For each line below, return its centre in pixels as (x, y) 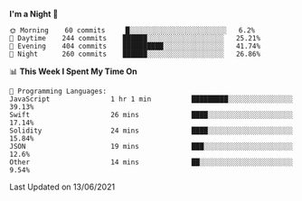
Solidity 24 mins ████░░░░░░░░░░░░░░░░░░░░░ (151, 131)
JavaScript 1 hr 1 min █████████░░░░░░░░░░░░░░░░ (151, 99)
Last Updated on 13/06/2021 (62, 187)
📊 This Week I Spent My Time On (73, 71)
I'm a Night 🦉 (34, 14)
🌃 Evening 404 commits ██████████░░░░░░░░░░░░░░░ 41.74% (135, 46)
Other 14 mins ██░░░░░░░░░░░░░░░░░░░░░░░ (151, 162)
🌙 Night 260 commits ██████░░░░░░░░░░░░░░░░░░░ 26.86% (135, 54)
